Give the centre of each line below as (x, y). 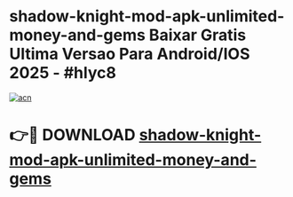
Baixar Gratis (198, 35)
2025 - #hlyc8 (63, 73)
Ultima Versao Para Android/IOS (130, 54)
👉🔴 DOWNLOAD (72, 135)
